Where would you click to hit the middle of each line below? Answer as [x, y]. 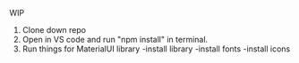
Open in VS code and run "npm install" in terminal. [115, 39]
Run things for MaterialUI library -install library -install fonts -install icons [156, 49]
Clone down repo [54, 30]
